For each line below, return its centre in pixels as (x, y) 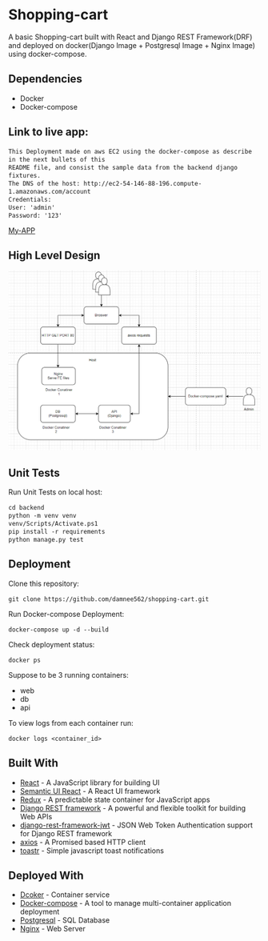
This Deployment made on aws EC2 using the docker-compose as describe (130, 151)
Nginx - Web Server (52, 929)
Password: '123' (35, 215)
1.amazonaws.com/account (50, 191)
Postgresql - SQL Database (65, 920)
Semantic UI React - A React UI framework (90, 791)
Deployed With (46, 875)
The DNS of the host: (44, 183)
